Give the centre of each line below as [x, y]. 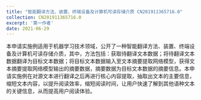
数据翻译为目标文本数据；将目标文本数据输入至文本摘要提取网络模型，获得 [98, 61]
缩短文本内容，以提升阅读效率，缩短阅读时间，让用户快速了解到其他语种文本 [100, 84]
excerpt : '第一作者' [30, 23]
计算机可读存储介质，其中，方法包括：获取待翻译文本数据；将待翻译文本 [106, 54]
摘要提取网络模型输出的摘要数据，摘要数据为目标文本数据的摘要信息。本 [100, 69]
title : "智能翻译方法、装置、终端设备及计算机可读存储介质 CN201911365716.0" [95, 12]
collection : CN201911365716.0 [44, 17]
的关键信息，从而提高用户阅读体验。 [51, 91]
